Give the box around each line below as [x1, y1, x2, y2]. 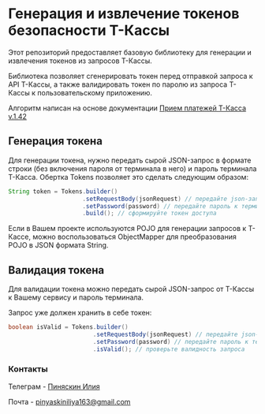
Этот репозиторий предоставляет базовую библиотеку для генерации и [8, 47, 252, 57]
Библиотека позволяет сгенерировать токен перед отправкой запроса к [8, 71, 254, 80]
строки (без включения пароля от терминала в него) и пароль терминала [8, 163, 257, 173]
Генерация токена [8, 135, 103, 148]
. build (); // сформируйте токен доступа [82, 210, 217, 218]
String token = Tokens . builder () [8, 187, 118, 196]
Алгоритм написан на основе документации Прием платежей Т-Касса [8, 103, 247, 113]
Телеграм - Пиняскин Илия [8, 382, 100, 391]
